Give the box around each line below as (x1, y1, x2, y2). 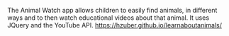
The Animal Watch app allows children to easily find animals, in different (7, 6, 218, 14)
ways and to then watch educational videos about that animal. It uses (7, 13, 210, 22)
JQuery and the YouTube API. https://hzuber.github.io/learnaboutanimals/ (7, 21, 222, 29)
